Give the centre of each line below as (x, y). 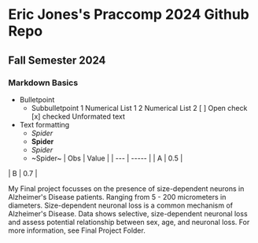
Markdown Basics (43, 83)
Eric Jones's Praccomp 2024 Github (129, 15)
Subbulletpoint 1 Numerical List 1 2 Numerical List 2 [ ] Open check (139, 108)
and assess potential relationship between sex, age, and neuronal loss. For (129, 222)
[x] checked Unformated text (78, 116)
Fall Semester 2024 (57, 60)
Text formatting (44, 124)
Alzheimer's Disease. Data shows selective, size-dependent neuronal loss (128, 213)
